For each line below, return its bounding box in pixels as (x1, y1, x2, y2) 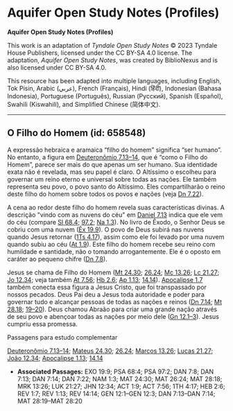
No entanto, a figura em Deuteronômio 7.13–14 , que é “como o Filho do (7, 152, 208, 161)
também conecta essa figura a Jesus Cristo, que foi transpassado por (7, 283, 207, 291)
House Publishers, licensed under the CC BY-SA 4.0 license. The (7, 49, 193, 57)
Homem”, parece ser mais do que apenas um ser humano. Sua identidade (7, 160, 218, 168)
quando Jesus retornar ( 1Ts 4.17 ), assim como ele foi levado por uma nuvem (7, 232, 225, 241)
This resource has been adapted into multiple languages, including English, (7, 76, 222, 85)
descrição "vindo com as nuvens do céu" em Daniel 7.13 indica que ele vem (7, 210, 223, 219)
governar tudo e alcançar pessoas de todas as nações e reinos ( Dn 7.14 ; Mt (7, 297, 223, 306)
